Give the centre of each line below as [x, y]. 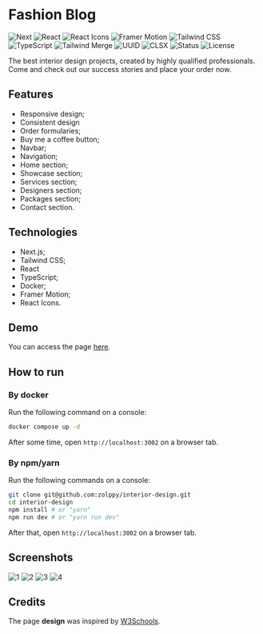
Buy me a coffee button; [60, 139]
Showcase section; [51, 173]
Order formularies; [50, 130]
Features [31, 95]
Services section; [48, 181]
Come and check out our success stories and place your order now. [120, 69]
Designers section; [51, 190]
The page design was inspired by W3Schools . [84, 621]
